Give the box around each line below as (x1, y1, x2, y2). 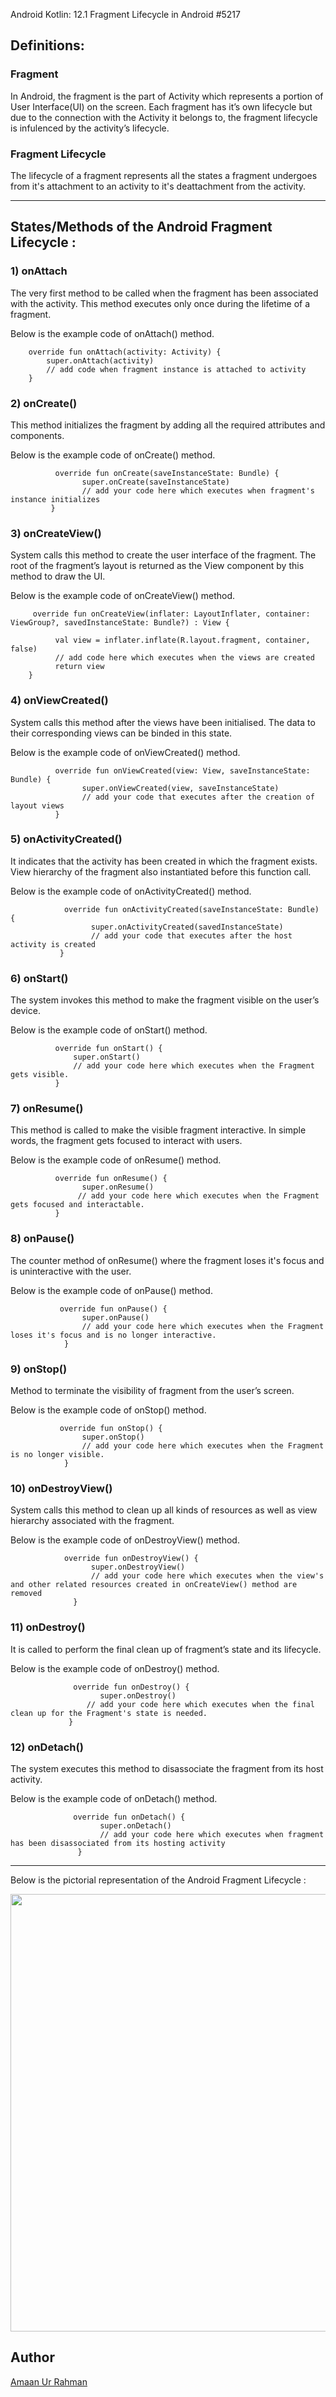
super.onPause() (81, 1312, 150, 1323)
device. (10, 1005, 41, 1017)
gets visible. (10, 1070, 70, 1080)
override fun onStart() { (54, 1044, 163, 1054)
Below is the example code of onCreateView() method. (10, 590, 236, 602)
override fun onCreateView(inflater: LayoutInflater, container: (32, 609, 311, 619)
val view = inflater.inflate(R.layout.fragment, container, (54, 635, 311, 646)
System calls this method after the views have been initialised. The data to (10, 716, 316, 728)
